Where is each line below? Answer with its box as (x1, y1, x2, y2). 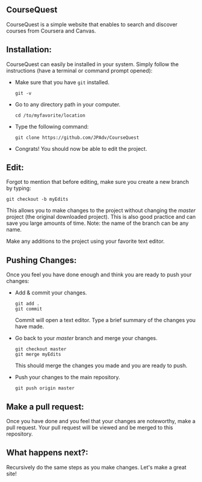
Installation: (6, 44, 52, 55)
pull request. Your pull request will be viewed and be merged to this (6, 424, 173, 432)
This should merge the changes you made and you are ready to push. (14, 362, 188, 369)
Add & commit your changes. (14, 289, 87, 296)
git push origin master (14, 385, 75, 391)
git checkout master (14, 346, 67, 352)
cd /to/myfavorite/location (14, 112, 85, 118)
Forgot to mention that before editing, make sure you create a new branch (6, 178, 189, 186)
